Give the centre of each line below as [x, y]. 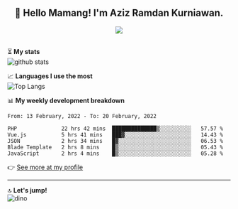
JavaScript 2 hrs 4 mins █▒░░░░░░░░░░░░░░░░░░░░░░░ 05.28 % [115, 154]
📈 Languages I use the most [50, 76]
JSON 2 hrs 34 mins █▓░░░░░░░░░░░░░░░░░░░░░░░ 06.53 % [115, 141]
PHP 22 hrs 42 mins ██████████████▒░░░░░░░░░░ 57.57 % [115, 129]
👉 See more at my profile [45, 167]
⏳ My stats [24, 51]
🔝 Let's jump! [27, 190]
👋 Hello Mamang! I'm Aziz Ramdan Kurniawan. [119, 13]
